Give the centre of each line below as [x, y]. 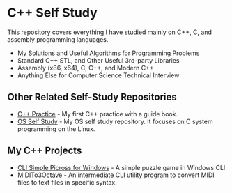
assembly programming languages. [58, 39]
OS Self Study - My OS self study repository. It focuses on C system [115, 121]
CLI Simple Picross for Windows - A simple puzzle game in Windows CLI [121, 167]
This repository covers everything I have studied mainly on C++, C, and [110, 32]
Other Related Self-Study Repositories [92, 97]
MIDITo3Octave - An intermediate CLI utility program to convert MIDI [116, 175]
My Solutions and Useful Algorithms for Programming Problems [108, 53]
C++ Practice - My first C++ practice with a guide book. [98, 114]
